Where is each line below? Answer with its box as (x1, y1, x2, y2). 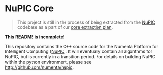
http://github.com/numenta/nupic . (5, 64, 74, 70)
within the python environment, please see (5, 59, 92, 65)
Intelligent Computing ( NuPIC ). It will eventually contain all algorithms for (5, 49, 153, 54)
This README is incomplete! (5, 34, 65, 40)
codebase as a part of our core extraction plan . (17, 24, 113, 30)
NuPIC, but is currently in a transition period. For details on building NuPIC (5, 53, 156, 59)
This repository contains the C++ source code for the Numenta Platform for (5, 43, 159, 49)
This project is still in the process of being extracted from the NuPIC (17, 19, 155, 25)
